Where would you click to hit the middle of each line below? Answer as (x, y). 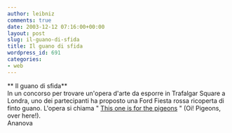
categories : (25, 59)
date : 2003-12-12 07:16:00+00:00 (56, 27)
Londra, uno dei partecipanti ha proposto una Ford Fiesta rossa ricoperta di (116, 100)
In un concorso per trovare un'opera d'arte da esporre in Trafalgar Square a (116, 93)
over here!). (24, 115)
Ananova (20, 122)
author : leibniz (31, 14)
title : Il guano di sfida (45, 46)
